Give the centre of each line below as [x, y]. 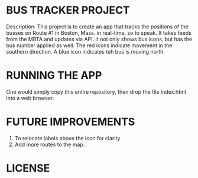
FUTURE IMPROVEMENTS [71, 122]
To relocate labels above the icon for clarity [67, 138]
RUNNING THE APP [54, 76]
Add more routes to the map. [50, 144]
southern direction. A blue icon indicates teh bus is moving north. [86, 51]
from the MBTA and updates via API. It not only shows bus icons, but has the [99, 39]
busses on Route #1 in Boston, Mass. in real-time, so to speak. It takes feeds [99, 32]
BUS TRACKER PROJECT [68, 10]
